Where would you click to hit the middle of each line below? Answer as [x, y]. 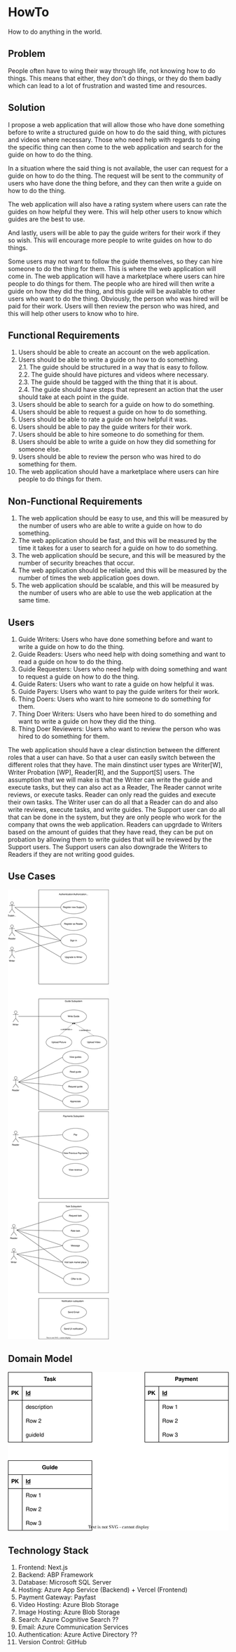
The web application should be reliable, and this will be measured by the [122, 570]
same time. [34, 601]
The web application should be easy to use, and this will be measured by [123, 518]
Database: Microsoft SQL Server [65, 1582]
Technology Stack [48, 1551]
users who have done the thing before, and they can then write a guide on [115, 183]
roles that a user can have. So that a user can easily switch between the [112, 757]
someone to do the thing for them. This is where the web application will [112, 268]
